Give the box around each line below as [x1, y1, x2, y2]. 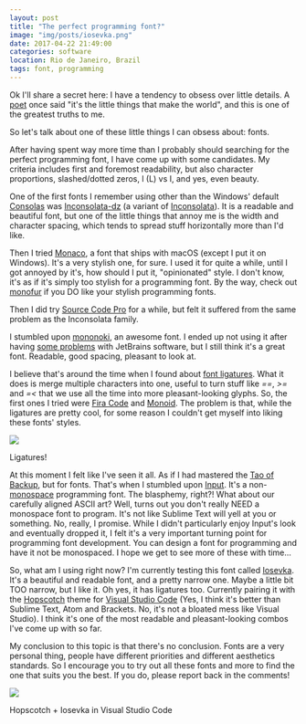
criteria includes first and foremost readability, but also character [9, 163, 254, 174]
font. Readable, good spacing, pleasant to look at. [9, 351, 196, 362]
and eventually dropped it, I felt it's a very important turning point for [9, 527, 268, 539]
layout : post [9, 13, 59, 23]
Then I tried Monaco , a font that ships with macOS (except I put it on [9, 247, 267, 258]
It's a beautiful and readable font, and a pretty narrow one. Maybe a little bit [9, 574, 294, 585]
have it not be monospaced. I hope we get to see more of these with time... [9, 547, 292, 558]
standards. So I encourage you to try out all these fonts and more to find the [9, 659, 295, 671]
